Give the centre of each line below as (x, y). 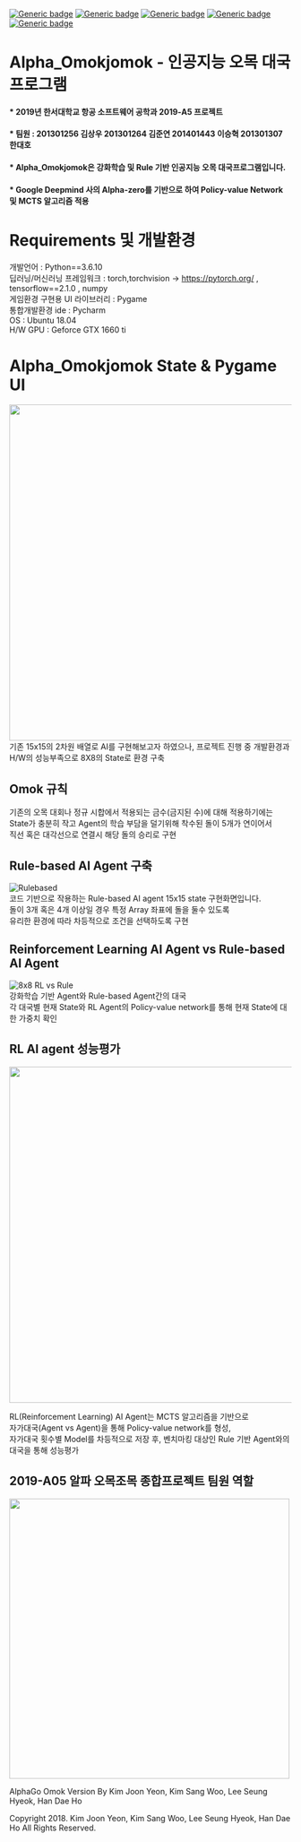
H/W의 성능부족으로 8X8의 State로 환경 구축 (87, 758)
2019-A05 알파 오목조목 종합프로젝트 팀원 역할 (132, 1481)
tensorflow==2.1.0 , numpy (59, 288)
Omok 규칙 (39, 789)
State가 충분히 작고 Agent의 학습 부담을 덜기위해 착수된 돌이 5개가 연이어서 (141, 824)
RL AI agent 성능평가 (65, 1049)
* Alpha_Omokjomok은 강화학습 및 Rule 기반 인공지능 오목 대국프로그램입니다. (148, 167)
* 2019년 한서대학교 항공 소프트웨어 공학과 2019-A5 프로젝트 (116, 111)
